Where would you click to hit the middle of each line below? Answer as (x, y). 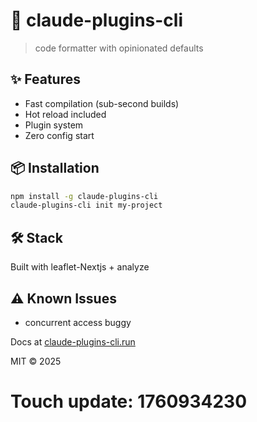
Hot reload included (65, 114)
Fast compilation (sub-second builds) (102, 103)
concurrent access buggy (78, 322)
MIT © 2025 (36, 361)
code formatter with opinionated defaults (119, 48)
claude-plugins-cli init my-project (86, 205)
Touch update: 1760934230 (129, 401)
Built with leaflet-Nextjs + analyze (80, 267)
